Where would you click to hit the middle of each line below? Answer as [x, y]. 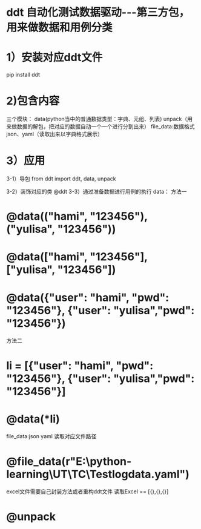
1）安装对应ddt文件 [54, 57]
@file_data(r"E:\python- [69, 461]
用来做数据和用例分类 [60, 28]
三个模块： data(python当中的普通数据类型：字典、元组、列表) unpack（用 [99, 119]
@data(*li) [33, 419]
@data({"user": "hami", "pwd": [88, 297]
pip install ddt [23, 75]
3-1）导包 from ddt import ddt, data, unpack [61, 179]
